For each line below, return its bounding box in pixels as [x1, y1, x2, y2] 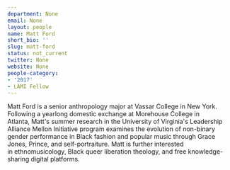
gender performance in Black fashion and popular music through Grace [7, 132, 216, 141]
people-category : [7, 69, 59, 76]
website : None [7, 63, 50, 70]
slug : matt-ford [7, 43, 55, 50]
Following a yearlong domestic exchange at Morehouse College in [7, 110, 200, 118]
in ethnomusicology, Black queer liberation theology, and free [7, 147, 187, 156]
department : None [7, 10, 59, 18]
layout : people [7, 23, 52, 30]
